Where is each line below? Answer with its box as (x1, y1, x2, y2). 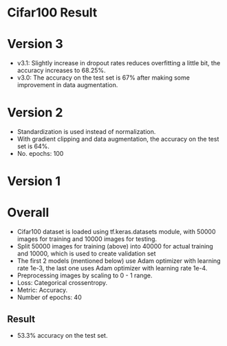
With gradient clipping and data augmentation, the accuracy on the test (17, 135, 219, 143)
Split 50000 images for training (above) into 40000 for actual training (17, 242, 213, 251)
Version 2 (7, 105, 63, 121)
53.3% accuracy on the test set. (17, 332, 108, 339)
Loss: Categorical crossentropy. (17, 279, 108, 287)
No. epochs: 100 (17, 150, 64, 158)
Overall (7, 205, 50, 220)
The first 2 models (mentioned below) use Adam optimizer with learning (17, 257, 221, 265)
